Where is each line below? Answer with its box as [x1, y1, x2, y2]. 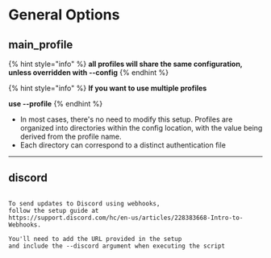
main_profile [8, 38, 73, 52]
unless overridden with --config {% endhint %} [8, 68, 169, 77]
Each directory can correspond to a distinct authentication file [19, 140, 226, 150]
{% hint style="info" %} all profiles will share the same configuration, [8, 59, 243, 69]
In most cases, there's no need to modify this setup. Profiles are [19, 114, 233, 124]
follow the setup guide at [8, 206, 99, 214]
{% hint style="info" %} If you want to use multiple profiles [8, 83, 207, 93]
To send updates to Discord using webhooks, [8, 199, 161, 207]
